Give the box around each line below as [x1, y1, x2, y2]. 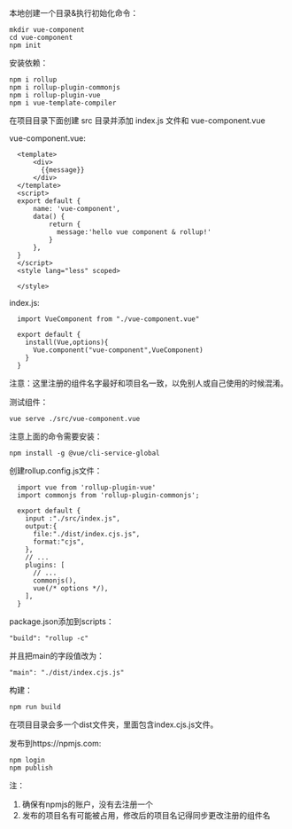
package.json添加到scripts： [9, 616, 114, 627]
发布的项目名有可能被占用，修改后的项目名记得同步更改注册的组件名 [21, 810, 271, 820]
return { [48, 220, 81, 229]
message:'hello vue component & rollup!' [56, 228, 212, 237]
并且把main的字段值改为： [9, 651, 104, 661]
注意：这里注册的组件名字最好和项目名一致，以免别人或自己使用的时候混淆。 [9, 378, 288, 388]
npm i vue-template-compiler [9, 98, 117, 107]
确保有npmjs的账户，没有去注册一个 [21, 799, 153, 809]
